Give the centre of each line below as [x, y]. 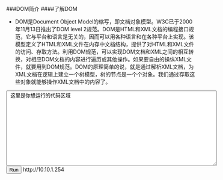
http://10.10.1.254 [44, 169]
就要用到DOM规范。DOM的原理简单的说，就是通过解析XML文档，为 [110, 67]
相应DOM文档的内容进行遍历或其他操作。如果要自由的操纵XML [109, 59]
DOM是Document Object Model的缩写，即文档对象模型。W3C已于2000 [104, 22]
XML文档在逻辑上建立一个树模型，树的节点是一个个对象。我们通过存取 [102, 74]
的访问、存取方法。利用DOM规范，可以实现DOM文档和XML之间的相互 [102, 52]
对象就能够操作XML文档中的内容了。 [66, 82]
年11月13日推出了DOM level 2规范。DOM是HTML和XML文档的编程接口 [102, 29]
